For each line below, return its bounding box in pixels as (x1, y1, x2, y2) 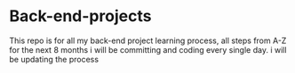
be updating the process (9, 54, 100, 64)
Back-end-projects (9, 6, 152, 26)
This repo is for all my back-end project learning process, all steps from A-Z (9, 35, 287, 46)
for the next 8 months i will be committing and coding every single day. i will (9, 44, 287, 55)
